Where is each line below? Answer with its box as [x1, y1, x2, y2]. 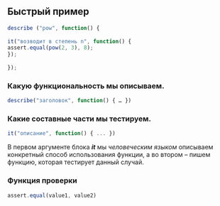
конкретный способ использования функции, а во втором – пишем [7, 151, 211, 159]
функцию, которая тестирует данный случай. [7, 158, 144, 166]
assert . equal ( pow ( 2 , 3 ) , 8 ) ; [7, 44, 94, 52]
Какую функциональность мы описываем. [7, 81, 165, 91]
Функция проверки [7, 175, 78, 185]
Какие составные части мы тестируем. [7, 114, 151, 124]
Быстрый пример [7, 6, 89, 18]
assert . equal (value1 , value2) [7, 192, 97, 199]
